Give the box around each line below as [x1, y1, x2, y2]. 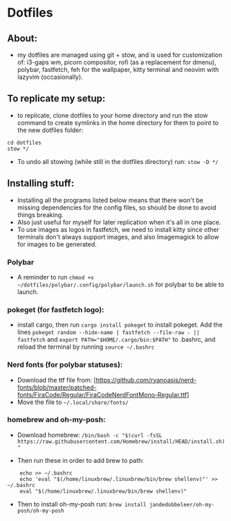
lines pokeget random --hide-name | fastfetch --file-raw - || [17, 328, 200, 336]
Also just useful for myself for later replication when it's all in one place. [17, 218, 221, 226]
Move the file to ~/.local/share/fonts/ [17, 398, 129, 406]
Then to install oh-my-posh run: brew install [17, 500, 147, 508]
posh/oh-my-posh [17, 507, 64, 514]
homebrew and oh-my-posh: [7, 415, 106, 425]
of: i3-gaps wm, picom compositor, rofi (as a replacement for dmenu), [17, 58, 216, 66]
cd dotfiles [7, 139, 41, 146]
